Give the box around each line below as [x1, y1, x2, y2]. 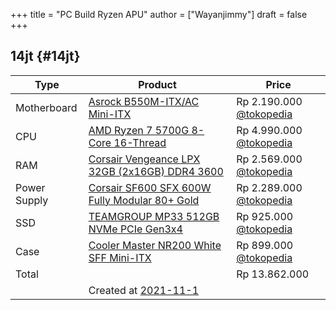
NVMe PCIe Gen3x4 [88, 222, 183, 236]
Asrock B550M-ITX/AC [88, 94, 200, 108]
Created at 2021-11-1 [88, 283, 200, 297]
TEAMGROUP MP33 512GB [88, 209, 220, 223]
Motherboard [15, 100, 78, 114]
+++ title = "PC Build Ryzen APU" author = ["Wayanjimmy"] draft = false [10, 9, 308, 20]
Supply [15, 193, 49, 207]
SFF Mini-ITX [88, 250, 152, 264]
